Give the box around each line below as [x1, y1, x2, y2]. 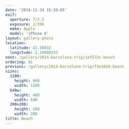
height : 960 [14, 78, 40, 83]
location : [5, 41, 27, 46]
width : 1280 [14, 83, 40, 88]
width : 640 [14, 97, 38, 102]
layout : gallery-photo [5, 36, 54, 41]
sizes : [5, 69, 19, 74]
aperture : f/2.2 [10, 17, 44, 22]
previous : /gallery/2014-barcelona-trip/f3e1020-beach [5, 64, 124, 69]
